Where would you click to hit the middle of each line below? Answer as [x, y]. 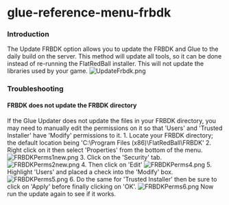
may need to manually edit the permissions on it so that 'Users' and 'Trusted [115, 128]
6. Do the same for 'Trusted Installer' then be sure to [143, 179]
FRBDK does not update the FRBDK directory [72, 105]
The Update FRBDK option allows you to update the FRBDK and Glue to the [113, 49]
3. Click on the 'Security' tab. [121, 157]
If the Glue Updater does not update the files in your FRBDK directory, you [112, 120]
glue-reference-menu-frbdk [89, 13]
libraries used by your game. [47, 71]
